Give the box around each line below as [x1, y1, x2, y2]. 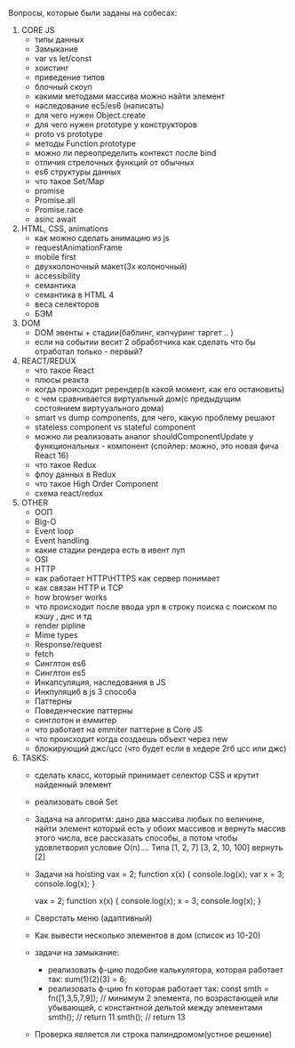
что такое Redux [34, 460, 97, 470]
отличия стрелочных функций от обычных [34, 157, 195, 167]
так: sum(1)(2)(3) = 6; [47, 974, 127, 984]
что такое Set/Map [34, 176, 105, 186]
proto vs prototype [34, 129, 103, 139]
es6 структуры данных [34, 166, 122, 177]
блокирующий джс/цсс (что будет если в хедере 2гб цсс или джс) [34, 743, 287, 754]
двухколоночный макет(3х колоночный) [34, 262, 187, 271]
